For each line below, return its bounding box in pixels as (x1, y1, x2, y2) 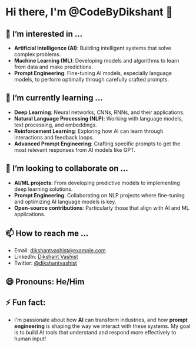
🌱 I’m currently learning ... (5, 93, 104, 103)
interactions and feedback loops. (14, 134, 94, 141)
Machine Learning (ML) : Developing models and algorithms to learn (14, 57, 180, 64)
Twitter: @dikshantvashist (14, 259, 77, 266)
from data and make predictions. (14, 63, 94, 70)
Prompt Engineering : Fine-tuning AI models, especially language (14, 70, 172, 76)
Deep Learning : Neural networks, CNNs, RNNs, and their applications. (14, 109, 185, 116)
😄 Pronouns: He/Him (5, 277, 85, 287)
